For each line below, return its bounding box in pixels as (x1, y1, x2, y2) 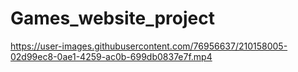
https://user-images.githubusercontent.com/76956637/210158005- (10, 40, 288, 52)
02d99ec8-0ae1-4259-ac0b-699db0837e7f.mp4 (10, 50, 213, 62)
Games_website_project (10, 7, 216, 30)
